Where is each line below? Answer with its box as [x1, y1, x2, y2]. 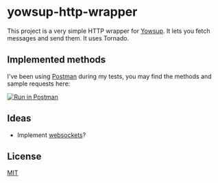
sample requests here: [7, 80, 71, 88]
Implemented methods [7, 54, 106, 66]
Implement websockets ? [16, 131, 86, 139]
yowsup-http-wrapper [7, 4, 138, 20]
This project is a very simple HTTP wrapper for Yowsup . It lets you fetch [7, 27, 210, 35]
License [7, 150, 42, 162]
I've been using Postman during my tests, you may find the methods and [7, 72, 212, 80]
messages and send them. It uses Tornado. [7, 34, 129, 42]
